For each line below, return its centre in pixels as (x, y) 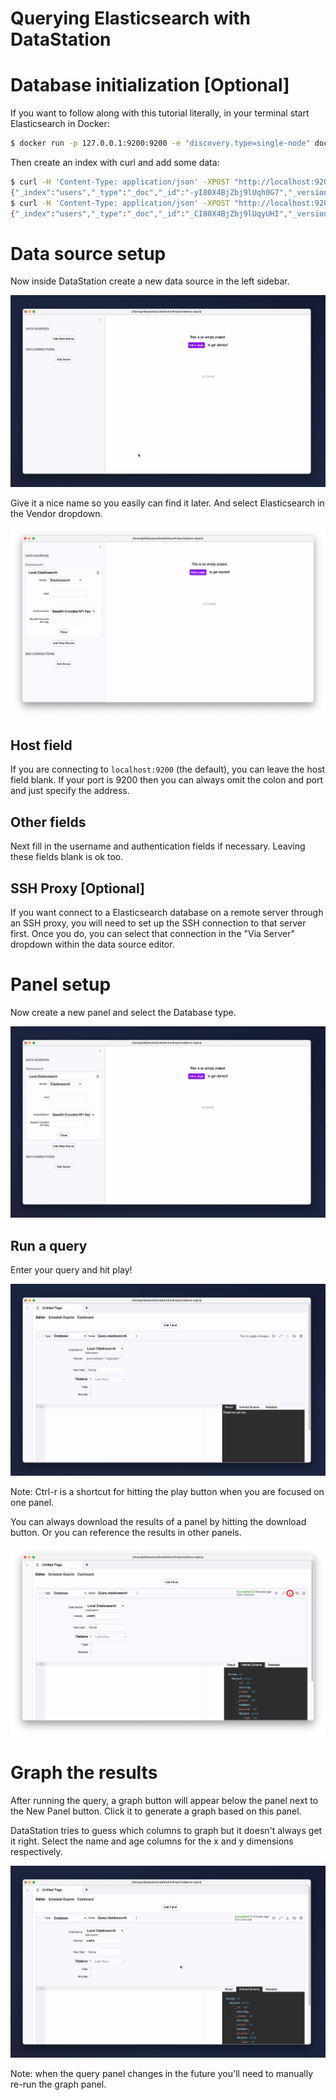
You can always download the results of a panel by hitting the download (158, 1521)
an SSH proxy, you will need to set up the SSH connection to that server (158, 923)
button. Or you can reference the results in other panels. (126, 1532)
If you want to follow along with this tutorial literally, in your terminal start (160, 113)
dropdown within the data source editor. (92, 944)
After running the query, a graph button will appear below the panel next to (164, 1801)
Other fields (48, 822)
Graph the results (84, 1773)
